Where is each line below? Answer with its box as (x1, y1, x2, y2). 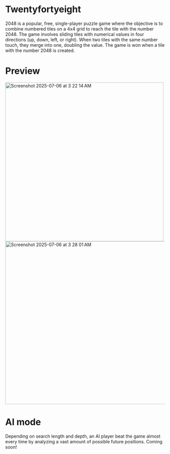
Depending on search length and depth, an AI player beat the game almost (5, 433, 161, 439)
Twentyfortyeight (5, 4, 81, 15)
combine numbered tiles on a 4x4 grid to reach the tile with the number (5, 25, 154, 32)
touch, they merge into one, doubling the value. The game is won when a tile (5, 42, 165, 48)
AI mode (5, 416, 41, 428)
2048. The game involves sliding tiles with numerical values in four (5, 31, 144, 37)
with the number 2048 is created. (5, 47, 75, 53)
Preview (5, 65, 40, 77)
